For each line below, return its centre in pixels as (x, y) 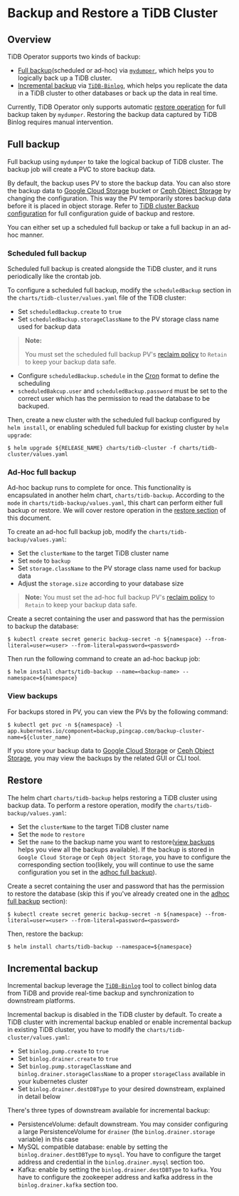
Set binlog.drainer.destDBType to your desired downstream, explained (121, 1089)
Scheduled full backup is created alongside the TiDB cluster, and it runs (112, 269)
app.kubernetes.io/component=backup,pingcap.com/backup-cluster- (106, 731)
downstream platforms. (42, 1001)
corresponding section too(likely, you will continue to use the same (116, 864)
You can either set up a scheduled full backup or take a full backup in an (113, 227)
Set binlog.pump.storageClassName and (74, 1066)
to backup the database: (43, 626)
